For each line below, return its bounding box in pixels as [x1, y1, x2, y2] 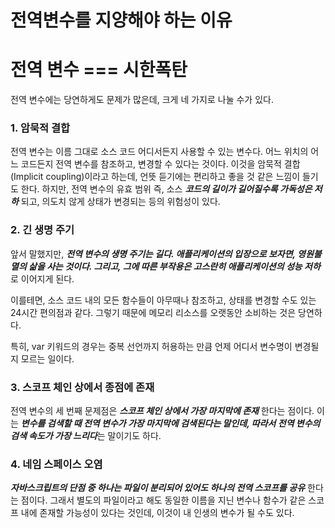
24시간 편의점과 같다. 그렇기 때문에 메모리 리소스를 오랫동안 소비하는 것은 [10, 306, 297, 318]
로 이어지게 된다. [10, 272, 75, 285]
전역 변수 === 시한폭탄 [10, 59, 188, 81]
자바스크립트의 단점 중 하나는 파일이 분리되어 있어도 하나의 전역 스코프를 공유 [10, 482, 306, 494]
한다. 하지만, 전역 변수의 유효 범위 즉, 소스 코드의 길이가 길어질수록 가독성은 [20, 183, 313, 195]
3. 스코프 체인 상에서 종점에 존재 [10, 380, 155, 394]
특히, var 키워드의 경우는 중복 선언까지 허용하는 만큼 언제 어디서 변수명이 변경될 [10, 340, 320, 352]
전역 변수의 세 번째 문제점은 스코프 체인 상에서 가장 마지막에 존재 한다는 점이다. [10, 405, 315, 417]
